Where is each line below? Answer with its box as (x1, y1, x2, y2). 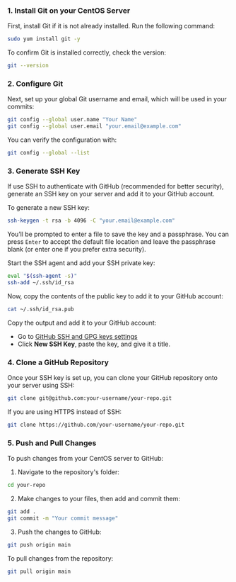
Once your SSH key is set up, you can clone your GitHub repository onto (7, 374, 218, 382)
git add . (7, 508, 37, 515)
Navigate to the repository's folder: (17, 468, 120, 476)
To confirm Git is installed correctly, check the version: (7, 48, 167, 57)
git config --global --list (7, 150, 90, 157)
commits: (7, 102, 35, 111)
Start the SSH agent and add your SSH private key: (7, 259, 155, 267)
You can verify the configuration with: (7, 135, 117, 144)
